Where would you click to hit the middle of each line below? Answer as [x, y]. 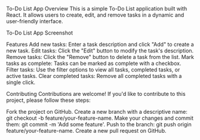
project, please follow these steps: [48, 100]
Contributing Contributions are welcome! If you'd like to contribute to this [96, 94]
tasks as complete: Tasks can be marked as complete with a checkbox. [94, 63]
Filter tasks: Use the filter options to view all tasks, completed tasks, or [93, 70]
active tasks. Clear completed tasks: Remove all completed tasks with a [94, 76]
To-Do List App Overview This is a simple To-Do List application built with [97, 9]
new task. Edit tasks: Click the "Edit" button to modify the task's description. [100, 51]
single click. [21, 82]
